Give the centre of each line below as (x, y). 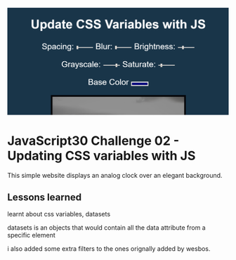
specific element (32, 235)
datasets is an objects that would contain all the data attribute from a (106, 228)
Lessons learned (45, 197)
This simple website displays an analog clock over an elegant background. (115, 175)
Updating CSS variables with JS (101, 156)
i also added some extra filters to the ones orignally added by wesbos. (109, 249)
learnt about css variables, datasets (59, 214)
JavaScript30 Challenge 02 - (93, 141)
